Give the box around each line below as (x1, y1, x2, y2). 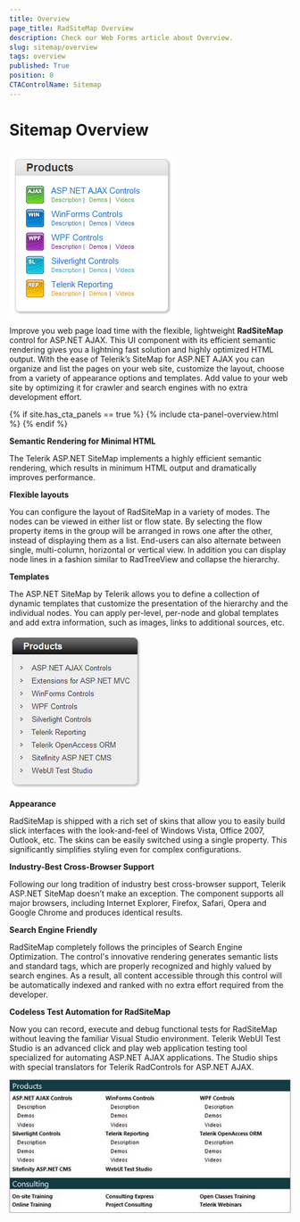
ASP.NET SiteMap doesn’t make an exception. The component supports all (9, 888, 284, 899)
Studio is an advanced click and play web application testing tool (9, 1043, 248, 1053)
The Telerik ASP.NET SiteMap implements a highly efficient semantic (9, 453, 262, 464)
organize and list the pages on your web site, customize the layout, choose (9, 363, 285, 374)
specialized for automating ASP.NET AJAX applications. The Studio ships (9, 1052, 279, 1063)
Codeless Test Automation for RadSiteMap (9, 1007, 171, 1018)
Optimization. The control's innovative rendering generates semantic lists (9, 952, 279, 962)
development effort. (9, 392, 82, 403)
